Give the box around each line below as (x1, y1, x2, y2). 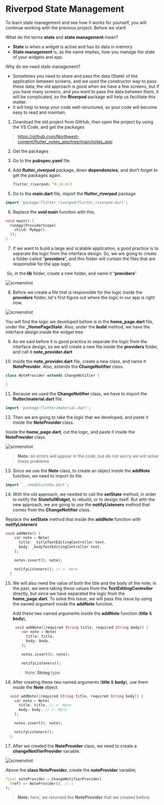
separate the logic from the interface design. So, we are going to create (12, 251, 157, 257)
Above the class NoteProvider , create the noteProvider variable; (5, 767, 137, 773)
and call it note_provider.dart (12, 349, 73, 355)
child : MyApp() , (14, 227, 48, 233)
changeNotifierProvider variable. (12, 748, 81, 754)
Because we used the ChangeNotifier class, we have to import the (12, 391, 147, 396)
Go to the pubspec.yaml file (12, 157, 70, 163)
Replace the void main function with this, (12, 209, 96, 215)
